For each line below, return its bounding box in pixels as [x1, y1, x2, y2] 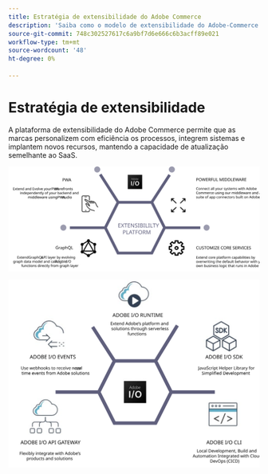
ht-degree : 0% [8, 55, 56, 63]
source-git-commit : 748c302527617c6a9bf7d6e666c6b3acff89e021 [8, 29, 219, 37]
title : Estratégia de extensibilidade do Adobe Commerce [8, 13, 202, 21]
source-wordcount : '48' [8, 46, 88, 55]
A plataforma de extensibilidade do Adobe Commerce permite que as [8, 124, 236, 135]
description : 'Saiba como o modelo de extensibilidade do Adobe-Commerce [8, 21, 259, 29]
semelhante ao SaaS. [8, 150, 78, 159]
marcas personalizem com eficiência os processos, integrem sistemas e [8, 133, 246, 143]
